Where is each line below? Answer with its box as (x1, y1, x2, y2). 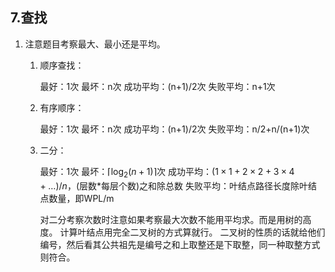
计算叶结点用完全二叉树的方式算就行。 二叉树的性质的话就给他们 (59, 226, 326, 238)
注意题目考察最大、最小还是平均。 (24, 38, 166, 50)
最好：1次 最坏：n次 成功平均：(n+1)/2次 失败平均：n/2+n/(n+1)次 (39, 123, 310, 135)
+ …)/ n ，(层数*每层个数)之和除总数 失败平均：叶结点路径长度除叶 (39, 179, 309, 192)
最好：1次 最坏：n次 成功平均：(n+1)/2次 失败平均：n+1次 (39, 80, 276, 92)
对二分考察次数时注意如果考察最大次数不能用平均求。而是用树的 (39, 213, 303, 225)
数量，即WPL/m (48, 192, 115, 204)
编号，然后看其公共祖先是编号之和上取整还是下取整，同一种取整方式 (39, 238, 321, 250)
